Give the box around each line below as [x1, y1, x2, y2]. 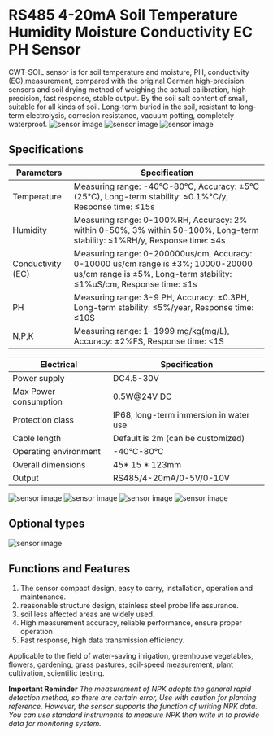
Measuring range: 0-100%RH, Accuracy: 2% [73, 214, 248, 226]
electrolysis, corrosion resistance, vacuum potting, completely [25, 110, 234, 120]
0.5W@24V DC [112, 391, 172, 402]
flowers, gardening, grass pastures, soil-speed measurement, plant [8, 659, 234, 669]
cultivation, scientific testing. [8, 668, 105, 678]
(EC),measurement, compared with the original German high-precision [8, 76, 245, 85]
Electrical [40, 358, 78, 370]
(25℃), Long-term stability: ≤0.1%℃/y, [73, 191, 229, 202]
